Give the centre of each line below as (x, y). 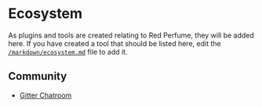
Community (38, 76)
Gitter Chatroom (45, 95)
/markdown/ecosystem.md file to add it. (68, 52)
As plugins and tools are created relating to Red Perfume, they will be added (131, 35)
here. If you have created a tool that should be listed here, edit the (115, 43)
